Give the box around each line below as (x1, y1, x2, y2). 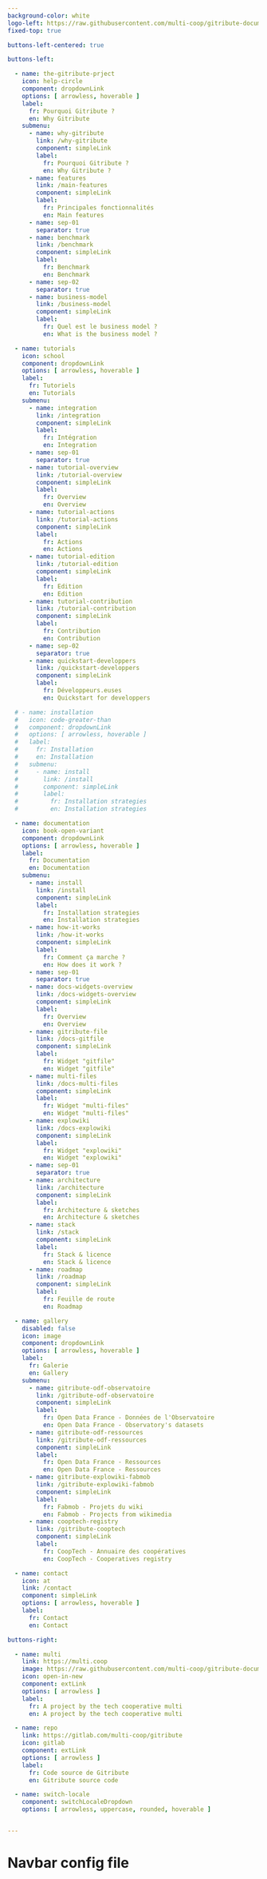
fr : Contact (28, 1614, 69, 1622)
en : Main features (42, 211, 104, 219)
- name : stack (28, 1221, 77, 1229)
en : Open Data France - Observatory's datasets (42, 1421, 204, 1429)
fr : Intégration (42, 433, 97, 442)
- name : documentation (14, 820, 90, 828)
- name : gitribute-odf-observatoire (28, 1384, 151, 1392)
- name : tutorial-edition (28, 553, 115, 561)
